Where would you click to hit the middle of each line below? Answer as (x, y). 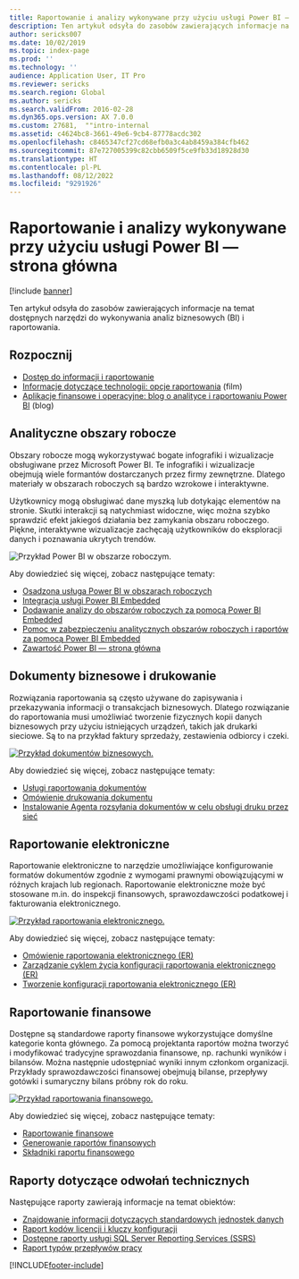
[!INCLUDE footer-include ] (57, 1265)
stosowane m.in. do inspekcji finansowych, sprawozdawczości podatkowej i (149, 894)
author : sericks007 (46, 34)
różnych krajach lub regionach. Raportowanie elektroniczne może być (137, 885)
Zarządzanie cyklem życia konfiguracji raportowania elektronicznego (149, 965)
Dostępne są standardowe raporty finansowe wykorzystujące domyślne (141, 1034)
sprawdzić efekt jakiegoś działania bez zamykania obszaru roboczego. (139, 520)
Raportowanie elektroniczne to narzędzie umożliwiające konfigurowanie (141, 866)
